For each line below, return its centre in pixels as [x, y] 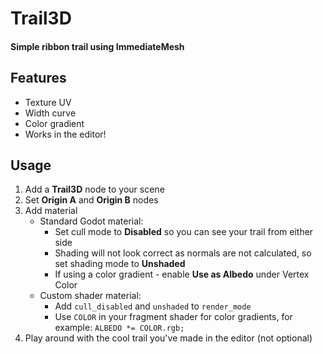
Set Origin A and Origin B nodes [91, 200]
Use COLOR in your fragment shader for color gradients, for [173, 317]
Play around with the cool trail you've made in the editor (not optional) [168, 338]
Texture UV [48, 102]
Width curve [50, 113]
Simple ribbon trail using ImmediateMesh [97, 46]
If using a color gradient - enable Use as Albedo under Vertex [182, 274]
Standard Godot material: [91, 221]
